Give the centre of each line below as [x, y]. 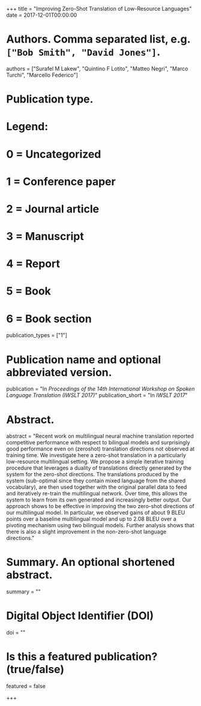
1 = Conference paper [61, 181]
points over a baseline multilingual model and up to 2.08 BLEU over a [91, 519]
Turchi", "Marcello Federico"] [42, 75]
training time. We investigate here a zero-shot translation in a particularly [96, 455]
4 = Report [33, 264]
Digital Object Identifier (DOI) [80, 616]
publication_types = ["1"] [37, 335]
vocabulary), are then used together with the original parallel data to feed [97, 487]
